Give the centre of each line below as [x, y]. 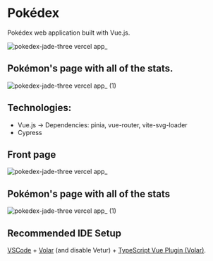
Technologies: [39, 108]
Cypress [30, 132]
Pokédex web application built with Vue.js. [69, 33]
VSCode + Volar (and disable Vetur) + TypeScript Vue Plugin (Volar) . [107, 250]
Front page [32, 155]
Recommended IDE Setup [65, 233]
